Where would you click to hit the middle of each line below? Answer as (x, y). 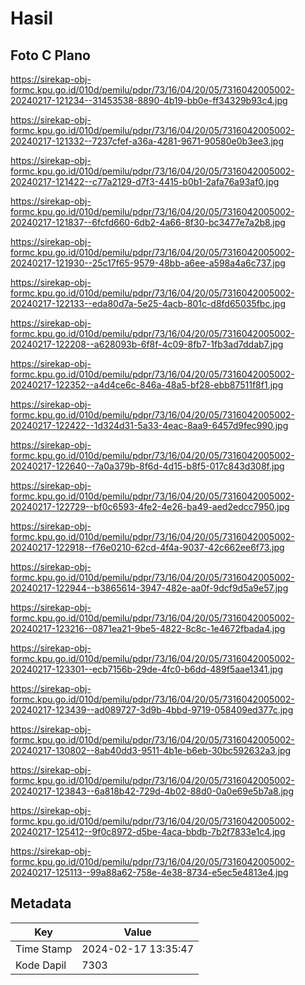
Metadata (41, 903)
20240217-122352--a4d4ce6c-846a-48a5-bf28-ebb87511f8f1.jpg (147, 385)
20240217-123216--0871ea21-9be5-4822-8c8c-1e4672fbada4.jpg (148, 628)
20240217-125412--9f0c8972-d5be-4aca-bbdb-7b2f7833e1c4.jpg (148, 831)
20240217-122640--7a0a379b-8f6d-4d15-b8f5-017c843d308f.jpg (147, 466)
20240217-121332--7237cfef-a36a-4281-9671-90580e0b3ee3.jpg (147, 141)
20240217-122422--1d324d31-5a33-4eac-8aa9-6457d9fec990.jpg (149, 425)
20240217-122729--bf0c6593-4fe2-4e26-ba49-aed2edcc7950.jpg (150, 506)
